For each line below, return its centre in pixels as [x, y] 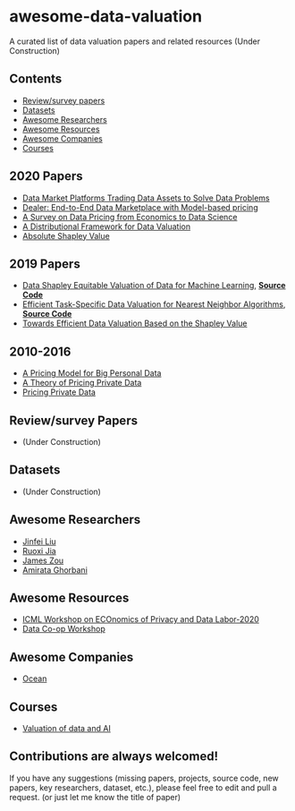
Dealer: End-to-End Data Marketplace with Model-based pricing [140, 207]
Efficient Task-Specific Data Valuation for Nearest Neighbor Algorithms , [154, 304]
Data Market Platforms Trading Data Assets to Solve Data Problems [146, 198]
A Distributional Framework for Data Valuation [106, 226]
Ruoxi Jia [39, 551]
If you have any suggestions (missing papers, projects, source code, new [144, 778]
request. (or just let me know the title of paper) [95, 797]
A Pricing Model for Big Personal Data [92, 373]
